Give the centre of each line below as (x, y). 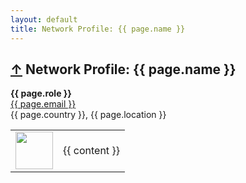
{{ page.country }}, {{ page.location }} (88, 115)
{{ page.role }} (41, 93)
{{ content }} (91, 151)
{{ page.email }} (43, 104)
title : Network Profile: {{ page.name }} (98, 29)
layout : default (44, 19)
